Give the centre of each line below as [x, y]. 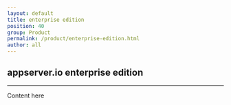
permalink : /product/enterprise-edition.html [73, 39]
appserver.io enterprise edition [75, 73]
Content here [26, 95]
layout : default [30, 13]
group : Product [29, 32]
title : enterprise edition [46, 20]
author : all [24, 45]
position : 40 [26, 26]
